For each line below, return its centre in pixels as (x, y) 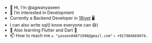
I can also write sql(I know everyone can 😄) (54, 25)
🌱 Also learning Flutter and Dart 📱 (43, 30)
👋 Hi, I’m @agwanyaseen (35, 7)
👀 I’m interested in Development (42, 13)
